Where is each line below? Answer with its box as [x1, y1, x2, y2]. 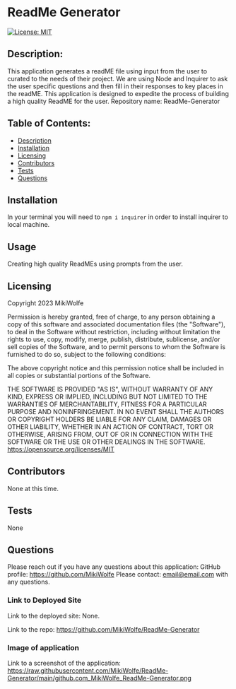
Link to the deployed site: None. [7, 611, 100, 620]
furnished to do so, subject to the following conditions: [7, 351, 166, 358]
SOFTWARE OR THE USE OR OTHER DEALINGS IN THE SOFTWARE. [7, 437, 206, 446]
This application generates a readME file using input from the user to [7, 66, 207, 75]
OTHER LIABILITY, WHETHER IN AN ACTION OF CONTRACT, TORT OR [7, 423, 213, 431]
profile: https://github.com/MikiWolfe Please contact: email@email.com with [7, 570, 228, 579]
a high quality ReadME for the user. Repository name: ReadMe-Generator [7, 97, 220, 105]
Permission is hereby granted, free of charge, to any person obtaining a [7, 312, 216, 321]
